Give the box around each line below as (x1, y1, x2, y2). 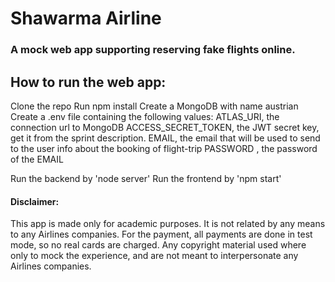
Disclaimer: (10, 195, 60, 207)
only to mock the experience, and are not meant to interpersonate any (10, 250, 299, 262)
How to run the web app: (10, 73, 167, 91)
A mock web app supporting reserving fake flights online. (10, 43, 296, 57)
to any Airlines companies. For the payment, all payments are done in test (10, 228, 313, 241)
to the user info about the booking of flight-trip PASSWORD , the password (10, 142, 318, 154)
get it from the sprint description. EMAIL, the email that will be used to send (10, 132, 321, 144)
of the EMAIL (10, 153, 64, 165)
